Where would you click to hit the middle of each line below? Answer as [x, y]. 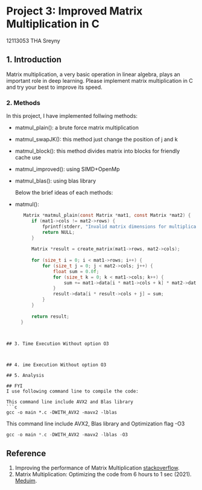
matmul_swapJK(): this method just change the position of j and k [96, 140]
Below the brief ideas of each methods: [64, 193]
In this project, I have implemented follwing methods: [72, 116]
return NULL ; [58, 232]
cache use [28, 158]
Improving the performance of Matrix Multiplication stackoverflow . [97, 468]
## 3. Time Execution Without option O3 [58, 343]
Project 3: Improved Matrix [74, 11]
